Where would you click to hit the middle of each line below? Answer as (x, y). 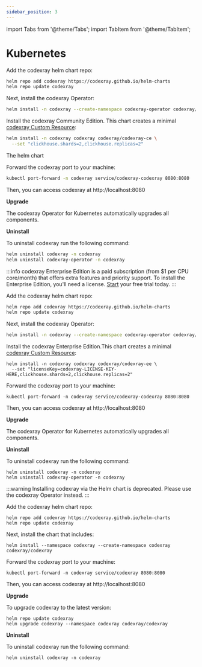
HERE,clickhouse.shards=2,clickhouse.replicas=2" (70, 375)
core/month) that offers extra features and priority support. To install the (96, 278)
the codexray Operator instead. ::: (48, 495)
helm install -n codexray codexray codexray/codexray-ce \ (82, 139)
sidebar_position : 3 (32, 12)
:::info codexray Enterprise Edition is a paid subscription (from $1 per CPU (98, 271)
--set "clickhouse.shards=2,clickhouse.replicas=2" (78, 144)
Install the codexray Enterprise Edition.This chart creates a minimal (89, 346)
